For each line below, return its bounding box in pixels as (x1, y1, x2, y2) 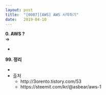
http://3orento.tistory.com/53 (20, 78, 82, 84)
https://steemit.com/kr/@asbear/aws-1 (20, 84, 101, 90)
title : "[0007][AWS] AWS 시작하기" (5, 12, 79, 17)
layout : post (5, 7, 33, 13)
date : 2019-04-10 (5, 17, 47, 22)
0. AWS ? (5, 31, 25, 37)
